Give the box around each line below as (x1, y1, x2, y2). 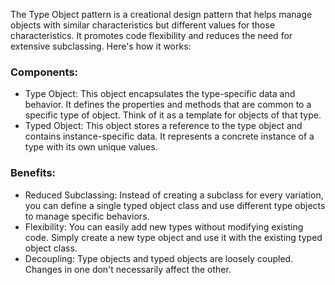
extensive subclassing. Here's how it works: (10, 40, 192, 52)
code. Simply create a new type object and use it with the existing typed (24, 231, 323, 243)
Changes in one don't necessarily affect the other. (24, 263, 232, 275)
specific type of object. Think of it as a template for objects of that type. (24, 109, 322, 121)
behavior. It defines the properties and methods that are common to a (24, 99, 312, 111)
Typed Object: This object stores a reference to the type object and (24, 120, 303, 132)
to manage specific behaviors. (24, 210, 150, 222)
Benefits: (10, 166, 57, 180)
